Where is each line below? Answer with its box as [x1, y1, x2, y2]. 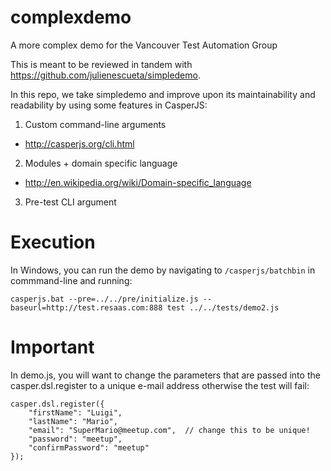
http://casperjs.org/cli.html [24, 137, 135, 150]
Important [10, 336, 95, 359]
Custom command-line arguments [24, 118, 167, 130]
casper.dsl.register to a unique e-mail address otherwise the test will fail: [10, 379, 310, 391]
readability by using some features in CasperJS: [10, 99, 208, 111]
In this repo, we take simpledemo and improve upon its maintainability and [10, 88, 316, 100]
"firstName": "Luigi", [28, 407, 123, 418]
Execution [10, 231, 96, 254]
